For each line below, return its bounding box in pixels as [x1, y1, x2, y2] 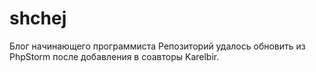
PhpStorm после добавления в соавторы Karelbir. [9, 50, 220, 62]
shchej [9, 7, 67, 30]
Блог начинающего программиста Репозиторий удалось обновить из [9, 40, 306, 52]
